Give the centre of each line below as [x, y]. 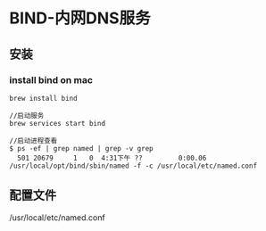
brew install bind [43, 98]
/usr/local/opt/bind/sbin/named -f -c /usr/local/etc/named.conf [133, 166]
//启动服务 [27, 115]
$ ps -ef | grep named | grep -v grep [81, 148]
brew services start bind [57, 123]
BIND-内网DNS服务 [80, 18]
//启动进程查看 [33, 140]
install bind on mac [51, 79]
